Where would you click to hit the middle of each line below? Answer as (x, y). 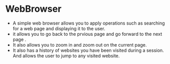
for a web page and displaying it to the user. (59, 28)
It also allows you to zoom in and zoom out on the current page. (80, 45)
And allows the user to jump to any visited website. (66, 56)
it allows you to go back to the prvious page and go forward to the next (87, 34)
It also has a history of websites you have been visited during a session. (88, 50)
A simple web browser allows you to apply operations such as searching (89, 23)
